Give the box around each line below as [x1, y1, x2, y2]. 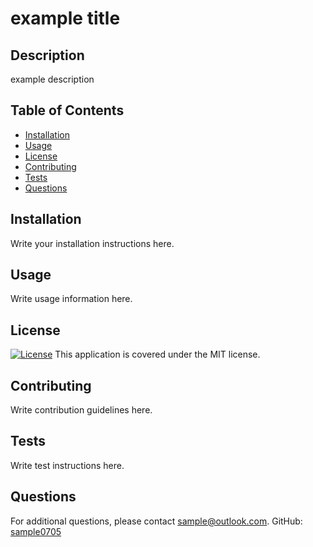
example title [10, 7, 121, 30]
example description [10, 73, 95, 85]
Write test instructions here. [10, 459, 125, 471]
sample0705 [10, 525, 62, 537]
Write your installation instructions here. [10, 237, 175, 249]
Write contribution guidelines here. [10, 404, 153, 416]
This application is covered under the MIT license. [54, 348, 261, 361]
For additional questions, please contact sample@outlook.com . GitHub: [10, 515, 303, 527]
